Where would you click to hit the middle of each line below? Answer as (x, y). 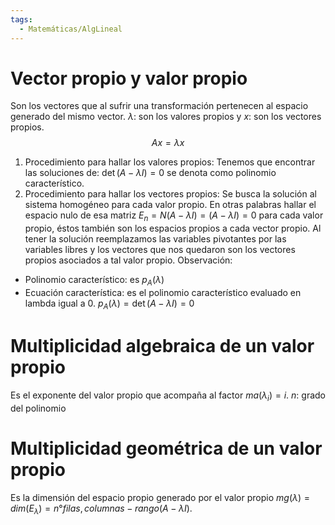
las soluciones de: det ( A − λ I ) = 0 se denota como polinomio (150, 173)
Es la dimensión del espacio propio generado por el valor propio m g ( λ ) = (160, 497)
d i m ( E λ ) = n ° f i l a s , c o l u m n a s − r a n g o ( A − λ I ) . (101, 509)
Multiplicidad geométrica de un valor (166, 448)
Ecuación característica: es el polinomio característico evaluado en (163, 293)
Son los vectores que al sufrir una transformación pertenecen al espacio (159, 106)
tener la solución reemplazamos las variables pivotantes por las (155, 239)
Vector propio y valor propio (129, 78)
